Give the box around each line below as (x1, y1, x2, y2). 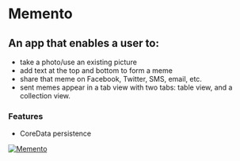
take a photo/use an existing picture (19, 57, 137, 67)
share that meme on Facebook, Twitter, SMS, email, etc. (19, 75, 202, 83)
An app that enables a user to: (8, 36, 160, 50)
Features (8, 110, 44, 121)
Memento (8, 5, 73, 23)
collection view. (19, 91, 71, 100)
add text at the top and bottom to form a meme (19, 66, 173, 75)
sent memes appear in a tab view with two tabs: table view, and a (19, 82, 233, 92)
